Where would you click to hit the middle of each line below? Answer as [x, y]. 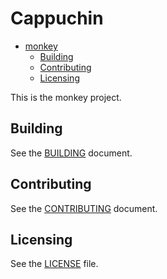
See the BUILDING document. [71, 153]
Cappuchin [57, 18]
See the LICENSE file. [54, 264]
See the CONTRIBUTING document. [84, 208]
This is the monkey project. [66, 97]
